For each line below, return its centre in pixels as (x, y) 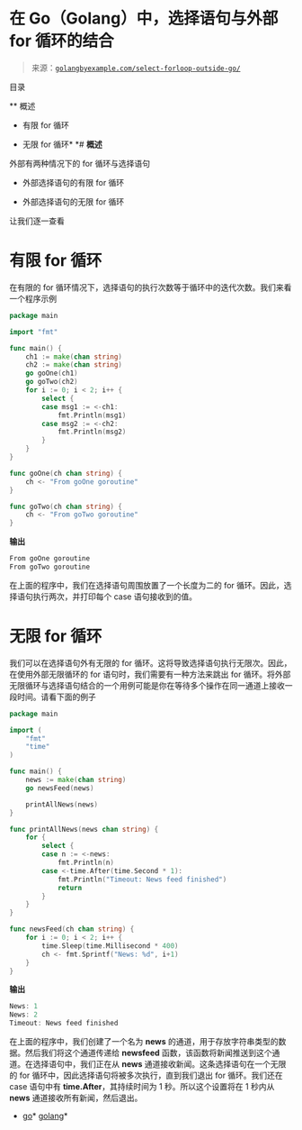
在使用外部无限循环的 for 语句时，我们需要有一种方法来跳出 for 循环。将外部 (150, 674)
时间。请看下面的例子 (56, 697)
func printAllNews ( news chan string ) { (84, 829)
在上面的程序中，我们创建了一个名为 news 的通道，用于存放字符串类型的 (144, 1042)
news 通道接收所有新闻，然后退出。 (76, 1098)
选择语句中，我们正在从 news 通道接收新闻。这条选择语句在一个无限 (160, 1064)
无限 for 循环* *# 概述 (62, 144)
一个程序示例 (33, 298)
